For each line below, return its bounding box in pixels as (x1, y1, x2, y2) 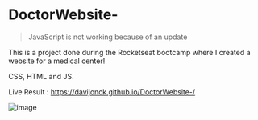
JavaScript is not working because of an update (27, 32, 188, 42)
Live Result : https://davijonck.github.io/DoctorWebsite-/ (8, 86, 196, 97)
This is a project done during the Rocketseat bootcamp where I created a (8, 47, 252, 57)
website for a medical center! (8, 56, 106, 66)
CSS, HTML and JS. (8, 71, 74, 81)
